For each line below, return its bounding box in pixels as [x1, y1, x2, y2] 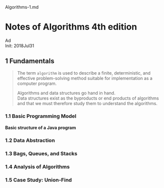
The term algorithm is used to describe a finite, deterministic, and [17, 70, 151, 76]
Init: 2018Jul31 [5, 43, 34, 49]
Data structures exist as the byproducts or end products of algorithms [17, 95, 159, 101]
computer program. [17, 81, 57, 86]
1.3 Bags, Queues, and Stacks [5, 150, 78, 157]
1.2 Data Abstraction [5, 137, 55, 144]
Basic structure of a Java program [5, 125, 76, 131]
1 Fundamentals [5, 57, 55, 65]
